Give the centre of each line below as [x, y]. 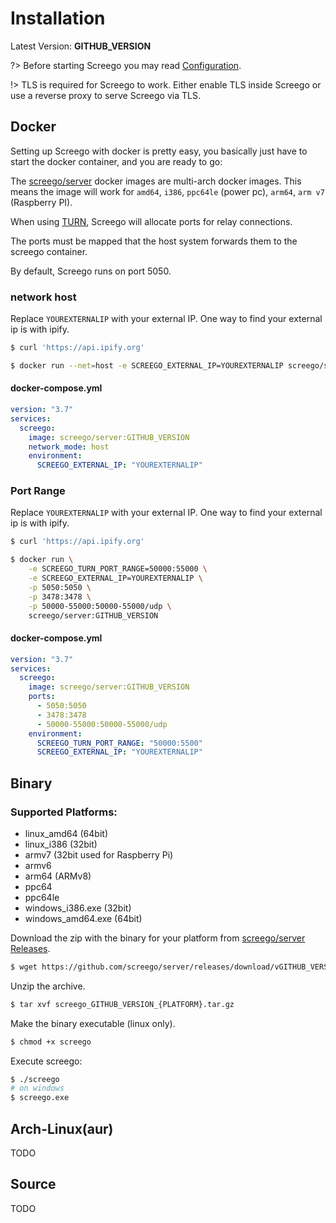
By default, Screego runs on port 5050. [91, 271]
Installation [58, 18]
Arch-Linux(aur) [62, 1128]
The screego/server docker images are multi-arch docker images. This [156, 181]
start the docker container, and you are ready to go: [116, 161]
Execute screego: [46, 1061]
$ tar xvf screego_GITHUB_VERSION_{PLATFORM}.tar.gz [122, 1004]
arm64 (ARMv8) [58, 876]
